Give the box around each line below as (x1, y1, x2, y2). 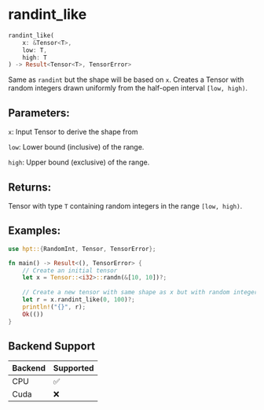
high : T (22, 54, 47, 61)
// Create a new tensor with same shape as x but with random (22, 289, 230, 297)
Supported (53, 363, 94, 374)
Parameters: (8, 106, 70, 120)
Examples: (8, 224, 61, 238)
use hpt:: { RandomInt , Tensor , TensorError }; (8, 245, 156, 253)
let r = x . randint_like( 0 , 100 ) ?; (22, 296, 135, 304)
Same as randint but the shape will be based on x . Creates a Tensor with (8, 75, 244, 84)
